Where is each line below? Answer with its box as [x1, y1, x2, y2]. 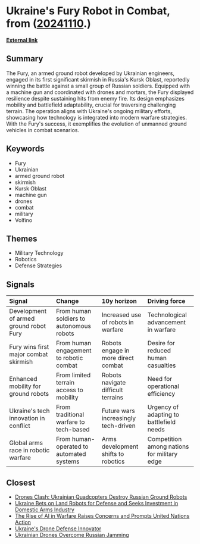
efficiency [147, 390, 176, 398]
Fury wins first [9, 343, 49, 351]
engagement [56, 346, 92, 355]
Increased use [101, 311, 142, 319]
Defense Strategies [14, 262, 62, 269]
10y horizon [101, 297, 137, 305]
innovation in [9, 414, 45, 423]
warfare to [56, 418, 85, 426]
